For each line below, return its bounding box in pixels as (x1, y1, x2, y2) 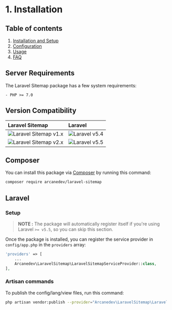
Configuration (12, 43, 42, 49)
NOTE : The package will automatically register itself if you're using (17, 221, 160, 227)
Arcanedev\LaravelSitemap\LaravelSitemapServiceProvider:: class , (14, 261, 157, 266)
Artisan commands (5, 278, 54, 285)
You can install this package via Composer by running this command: (5, 169, 152, 176)
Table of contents (5, 24, 62, 33)
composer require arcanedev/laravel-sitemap (5, 180, 102, 185)
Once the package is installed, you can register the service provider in (5, 236, 154, 242)
